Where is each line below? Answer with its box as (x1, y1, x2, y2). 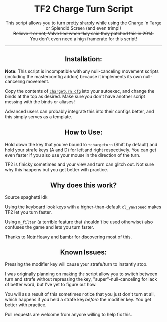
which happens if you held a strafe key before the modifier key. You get (5, 297, 152, 303)
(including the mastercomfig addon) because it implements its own (5, 73, 142, 79)
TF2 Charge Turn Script (34, 3, 133, 15)
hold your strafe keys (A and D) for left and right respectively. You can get (5, 147, 157, 153)
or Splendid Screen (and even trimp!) (45, 25, 122, 31)
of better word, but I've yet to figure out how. (5, 282, 97, 288)
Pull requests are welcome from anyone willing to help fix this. (5, 312, 132, 318)
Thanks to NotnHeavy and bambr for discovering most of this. (5, 234, 132, 240)
